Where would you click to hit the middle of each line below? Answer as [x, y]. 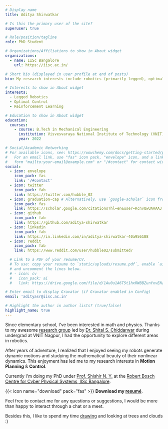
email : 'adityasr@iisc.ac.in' [37, 297]
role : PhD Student [24, 42]
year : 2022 [30, 139]
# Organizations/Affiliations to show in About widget [63, 51]
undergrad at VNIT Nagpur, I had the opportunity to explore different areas [82, 335]
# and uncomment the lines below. [45, 269]
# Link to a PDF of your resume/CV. [48, 260]
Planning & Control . [26, 366]
